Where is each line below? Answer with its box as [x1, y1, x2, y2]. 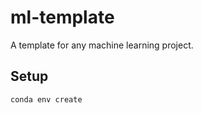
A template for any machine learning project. [10, 39, 194, 51]
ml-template [10, 6, 115, 29]
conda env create [10, 94, 83, 105]
